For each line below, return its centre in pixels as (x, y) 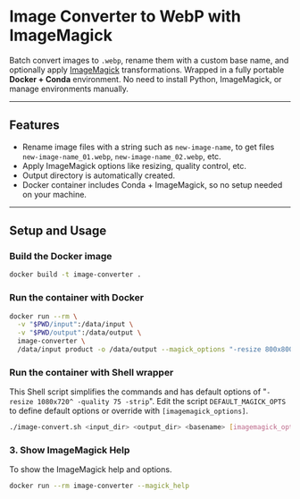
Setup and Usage (58, 231)
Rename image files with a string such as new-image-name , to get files (148, 147)
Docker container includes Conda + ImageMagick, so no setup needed (152, 184)
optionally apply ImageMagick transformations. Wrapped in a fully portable (147, 70)
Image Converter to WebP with (125, 17)
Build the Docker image (61, 257)
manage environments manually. (69, 89)
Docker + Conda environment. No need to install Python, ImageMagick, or (146, 79)
